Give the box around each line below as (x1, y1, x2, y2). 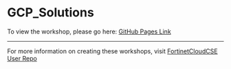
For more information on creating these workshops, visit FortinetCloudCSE (7, 46, 218, 55)
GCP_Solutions (7, 5, 94, 20)
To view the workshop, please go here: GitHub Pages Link (7, 27, 172, 36)
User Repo (7, 54, 38, 62)
